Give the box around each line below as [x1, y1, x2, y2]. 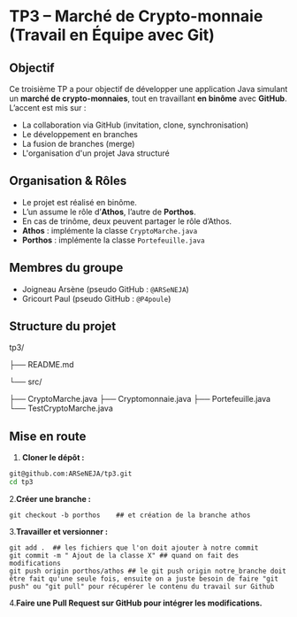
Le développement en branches [21, 129, 139, 139]
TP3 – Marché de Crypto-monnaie [9, 6, 263, 27]
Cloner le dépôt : [21, 452, 85, 463]
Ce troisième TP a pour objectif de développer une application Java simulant [9, 84, 288, 94]
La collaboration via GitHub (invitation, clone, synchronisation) [21, 120, 249, 130]
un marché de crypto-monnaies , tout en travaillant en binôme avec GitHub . [9, 93, 287, 104]
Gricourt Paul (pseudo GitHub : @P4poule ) [21, 293, 171, 304]
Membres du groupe [9, 260, 124, 275]
